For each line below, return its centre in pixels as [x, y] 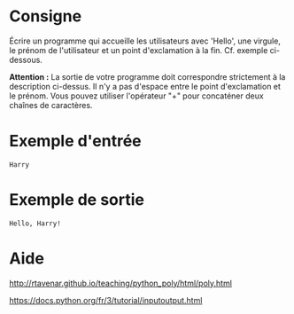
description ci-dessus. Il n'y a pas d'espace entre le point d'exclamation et [145, 86]
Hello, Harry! [35, 224]
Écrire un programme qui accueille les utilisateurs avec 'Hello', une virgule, [145, 41]
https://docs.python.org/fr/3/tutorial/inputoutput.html [106, 300]
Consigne [46, 16]
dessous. [26, 59]
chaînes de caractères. [51, 105]
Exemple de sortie [77, 200]
